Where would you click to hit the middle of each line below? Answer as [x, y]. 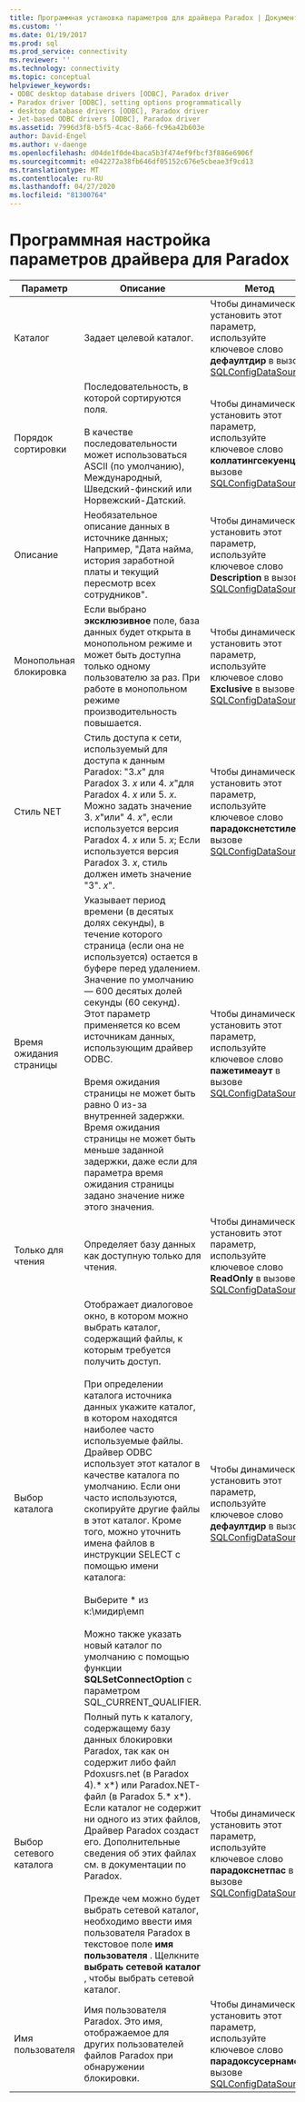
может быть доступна [133, 654]
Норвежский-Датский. [135, 500]
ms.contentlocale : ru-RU [56, 178]
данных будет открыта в [138, 632]
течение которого [123, 934]
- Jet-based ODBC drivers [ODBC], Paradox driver [105, 119]
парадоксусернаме [255, 2061]
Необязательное [121, 514]
